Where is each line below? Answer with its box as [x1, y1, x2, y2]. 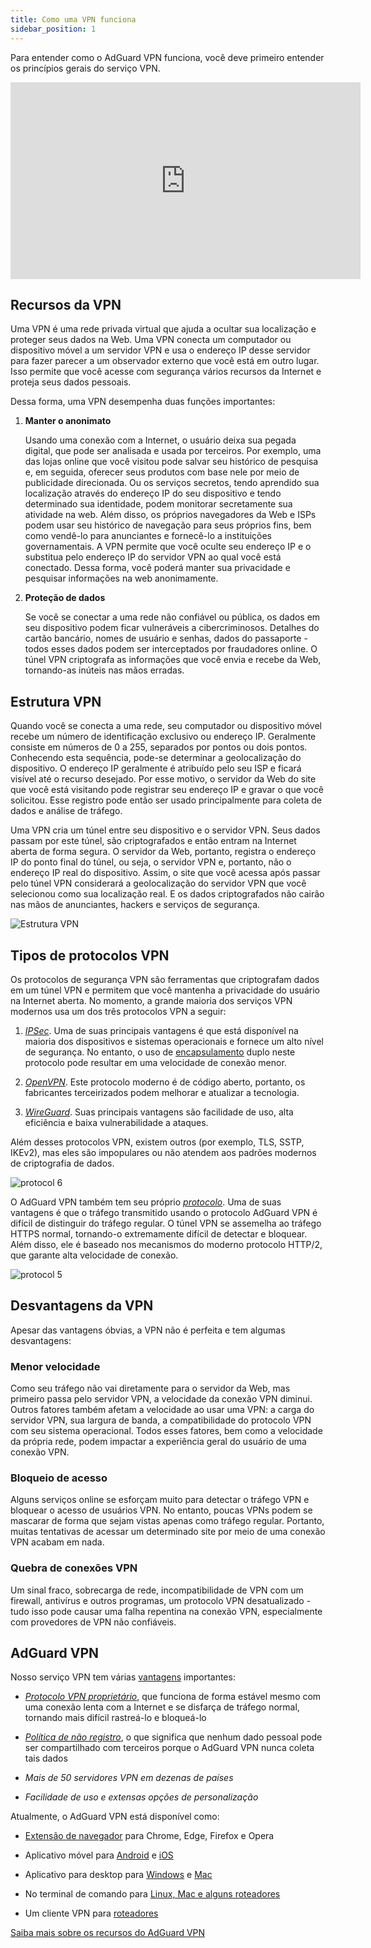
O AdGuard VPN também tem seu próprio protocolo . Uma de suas [10, 1196, 282, 1208]
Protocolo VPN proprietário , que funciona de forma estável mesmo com [24, 1691, 322, 1703]
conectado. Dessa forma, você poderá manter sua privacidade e [24, 562, 291, 574]
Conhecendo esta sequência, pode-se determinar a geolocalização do [10, 752, 302, 764]
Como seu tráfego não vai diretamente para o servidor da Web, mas [10, 1382, 291, 1395]
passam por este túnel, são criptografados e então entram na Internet [10, 835, 297, 847]
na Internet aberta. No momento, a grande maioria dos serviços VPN [10, 994, 293, 1006]
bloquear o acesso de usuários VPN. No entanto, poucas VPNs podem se [10, 1504, 313, 1516]
